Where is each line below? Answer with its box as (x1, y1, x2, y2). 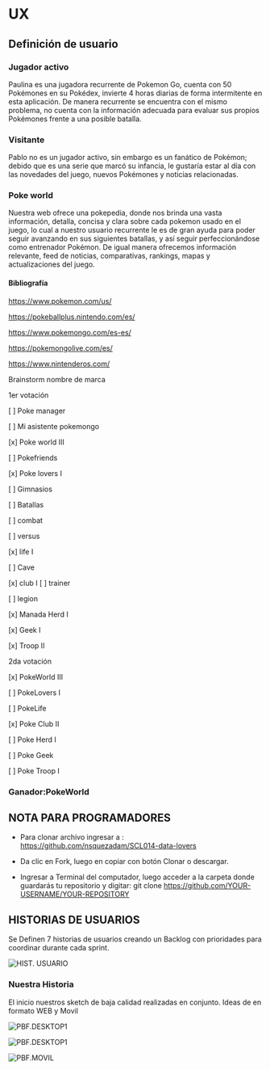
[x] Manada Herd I (8, 609, 69, 619)
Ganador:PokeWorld (8, 786, 90, 797)
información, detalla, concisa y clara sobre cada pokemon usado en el (8, 217, 242, 226)
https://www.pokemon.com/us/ (8, 296, 112, 305)
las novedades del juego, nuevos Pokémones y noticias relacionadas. (8, 170, 239, 179)
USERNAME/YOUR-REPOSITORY (19, 890, 130, 899)
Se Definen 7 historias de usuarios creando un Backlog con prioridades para (8, 934, 262, 944)
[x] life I (8, 546, 34, 556)
